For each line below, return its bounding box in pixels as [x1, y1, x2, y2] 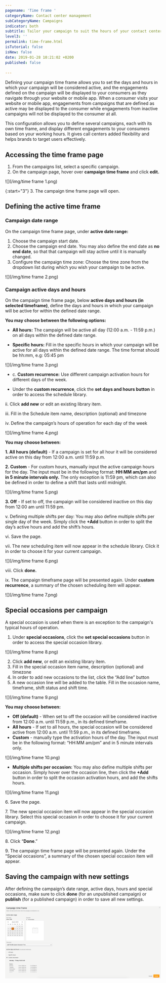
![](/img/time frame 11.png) [5, 789, 59, 795]
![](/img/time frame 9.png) [5, 694, 58, 700]
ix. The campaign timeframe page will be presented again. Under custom [5, 577, 155, 583]
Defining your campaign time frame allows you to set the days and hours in [5, 80, 158, 85]
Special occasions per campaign [5, 606, 108, 614]
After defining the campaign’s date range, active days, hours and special [5, 886, 153, 892]
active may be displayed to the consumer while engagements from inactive [5, 106, 158, 112]
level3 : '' [5, 34, 28, 39]
